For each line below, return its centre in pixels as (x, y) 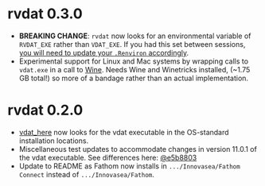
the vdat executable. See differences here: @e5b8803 (108, 157)
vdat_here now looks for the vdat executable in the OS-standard (124, 132)
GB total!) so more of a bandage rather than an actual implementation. (133, 78)
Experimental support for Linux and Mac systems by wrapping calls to (133, 61)
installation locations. (54, 141)
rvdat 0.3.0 (45, 14)
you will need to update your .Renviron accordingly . (104, 52)
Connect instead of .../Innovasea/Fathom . (86, 174)
